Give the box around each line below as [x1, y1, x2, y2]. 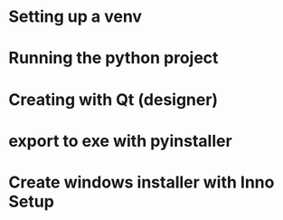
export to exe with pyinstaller [8, 130, 232, 151]
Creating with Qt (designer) [8, 89, 219, 110]
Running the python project [8, 48, 219, 69]
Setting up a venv [8, 6, 142, 27]
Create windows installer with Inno [8, 172, 275, 192]
